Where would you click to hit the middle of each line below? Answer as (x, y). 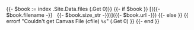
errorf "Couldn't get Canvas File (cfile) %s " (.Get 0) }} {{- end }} (83, 21)
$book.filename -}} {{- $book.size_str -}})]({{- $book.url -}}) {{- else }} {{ (97, 15)
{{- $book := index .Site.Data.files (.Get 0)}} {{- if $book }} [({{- (83, 9)
